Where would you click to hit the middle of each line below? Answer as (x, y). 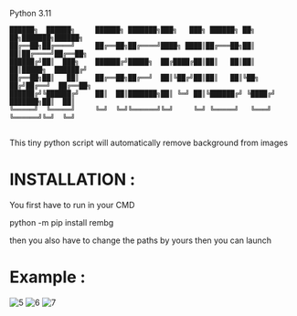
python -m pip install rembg (62, 222)
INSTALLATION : (72, 179)
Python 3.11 (31, 13)
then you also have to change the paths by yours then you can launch (141, 240)
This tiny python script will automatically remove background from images (149, 142)
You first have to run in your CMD (72, 205)
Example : (48, 277)
